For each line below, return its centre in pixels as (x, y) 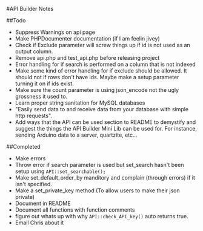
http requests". (34, 115)
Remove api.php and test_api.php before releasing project (87, 58)
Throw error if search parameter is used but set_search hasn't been (99, 165)
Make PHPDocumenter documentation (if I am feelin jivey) (88, 38)
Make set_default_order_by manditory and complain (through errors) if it (105, 177)
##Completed (23, 147)
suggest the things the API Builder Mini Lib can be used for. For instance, (106, 129)
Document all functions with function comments (75, 210)
